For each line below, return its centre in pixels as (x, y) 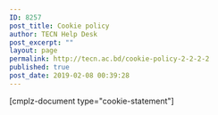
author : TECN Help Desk (54, 34)
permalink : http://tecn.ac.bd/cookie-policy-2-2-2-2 (109, 59)
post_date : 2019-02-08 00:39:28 (69, 76)
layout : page (34, 51)
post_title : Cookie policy (59, 26)
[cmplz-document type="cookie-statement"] (92, 101)
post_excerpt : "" (42, 42)
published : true (39, 68)
